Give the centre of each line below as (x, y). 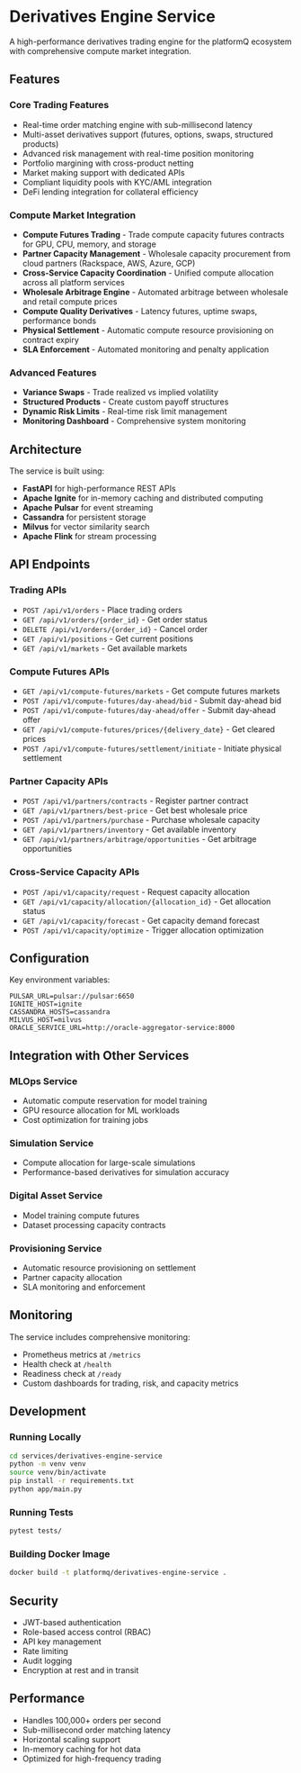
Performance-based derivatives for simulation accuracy (126, 1172)
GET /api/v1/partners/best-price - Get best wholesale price (135, 810)
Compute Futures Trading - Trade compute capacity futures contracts (153, 234)
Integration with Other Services (99, 1055)
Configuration (49, 958)
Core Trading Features (59, 105)
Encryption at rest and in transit (80, 1670)
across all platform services (74, 282)
